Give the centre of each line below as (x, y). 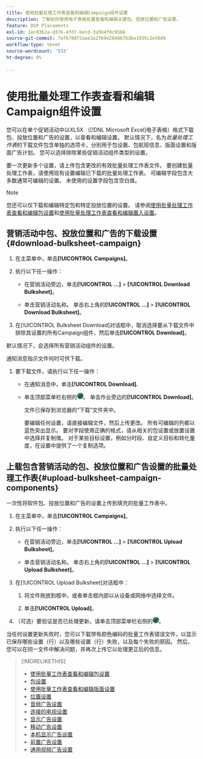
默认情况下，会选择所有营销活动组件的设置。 (62, 346)
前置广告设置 (46, 742)
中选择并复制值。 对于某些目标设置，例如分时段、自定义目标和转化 (107, 438)
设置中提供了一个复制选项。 (75, 446)
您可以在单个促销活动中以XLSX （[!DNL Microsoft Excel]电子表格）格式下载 (100, 130)
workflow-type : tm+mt (34, 45)
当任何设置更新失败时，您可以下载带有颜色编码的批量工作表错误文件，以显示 (101, 634)
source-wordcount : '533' (37, 51)
